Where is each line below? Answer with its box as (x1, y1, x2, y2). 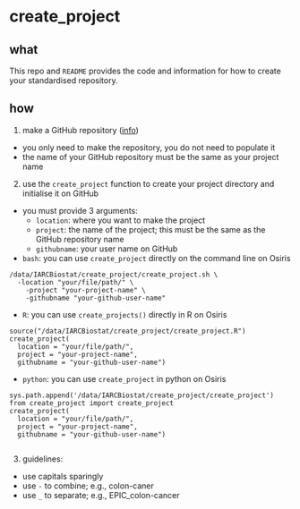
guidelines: (21, 454, 64, 464)
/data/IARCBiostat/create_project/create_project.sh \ (9, 270, 219, 279)
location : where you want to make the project (35, 215, 206, 225)
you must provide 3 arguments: (21, 205, 139, 216)
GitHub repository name (35, 233, 124, 244)
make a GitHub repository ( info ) (21, 124, 139, 135)
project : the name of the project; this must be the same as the (35, 224, 266, 234)
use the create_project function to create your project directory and (21, 178, 275, 189)
